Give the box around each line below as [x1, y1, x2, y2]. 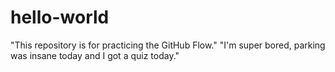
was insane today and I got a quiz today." [10, 49, 180, 61]
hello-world [10, 6, 110, 29]
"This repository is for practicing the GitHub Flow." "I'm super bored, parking [10, 39, 326, 51]
